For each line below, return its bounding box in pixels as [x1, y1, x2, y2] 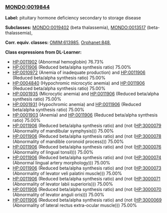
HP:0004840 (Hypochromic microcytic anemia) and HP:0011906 [12, 80, 145, 86]
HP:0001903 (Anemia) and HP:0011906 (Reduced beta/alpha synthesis [12, 112, 158, 118]
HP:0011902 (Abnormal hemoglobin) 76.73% [12, 59, 104, 65]
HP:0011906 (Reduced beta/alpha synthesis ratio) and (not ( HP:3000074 [12, 154, 162, 160]
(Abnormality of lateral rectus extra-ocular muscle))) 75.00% [12, 202, 137, 208]
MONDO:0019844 [5, 3, 50, 10]
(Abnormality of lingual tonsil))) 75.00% [12, 149, 94, 155]
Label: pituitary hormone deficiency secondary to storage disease [5, 15, 141, 21]
